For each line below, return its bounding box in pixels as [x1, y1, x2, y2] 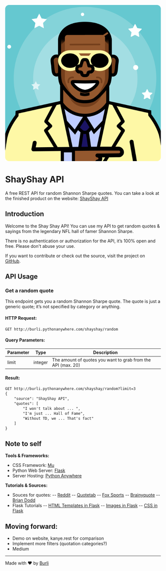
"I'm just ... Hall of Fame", [23, 411, 85, 416]
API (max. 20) [52, 362, 81, 368]
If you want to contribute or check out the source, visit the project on [5, 253, 145, 259]
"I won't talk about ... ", [23, 406, 81, 411]
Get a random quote [5, 287, 54, 294]
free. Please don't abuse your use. [5, 243, 75, 249]
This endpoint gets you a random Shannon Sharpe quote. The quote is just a [5, 298, 161, 304]
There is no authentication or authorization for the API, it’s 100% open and [5, 238, 156, 244]
